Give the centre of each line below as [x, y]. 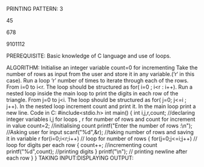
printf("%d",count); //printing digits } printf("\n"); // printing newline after [97, 152]
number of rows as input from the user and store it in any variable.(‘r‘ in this [100, 74]
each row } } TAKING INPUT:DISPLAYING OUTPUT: [70, 158]
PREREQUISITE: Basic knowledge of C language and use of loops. [89, 56]
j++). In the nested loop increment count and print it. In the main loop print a [101, 106]
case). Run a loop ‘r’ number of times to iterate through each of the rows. [97, 80]
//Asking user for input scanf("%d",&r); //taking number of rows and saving [100, 132]
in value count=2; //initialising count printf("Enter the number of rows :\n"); [100, 126]
